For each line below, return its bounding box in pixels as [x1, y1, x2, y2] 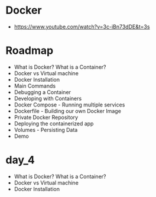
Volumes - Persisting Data [14, 126, 78, 133]
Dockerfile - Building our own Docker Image [14, 107, 122, 114]
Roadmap [5, 44, 54, 57]
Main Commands [14, 82, 56, 89]
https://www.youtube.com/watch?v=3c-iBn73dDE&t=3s [14, 23, 150, 30]
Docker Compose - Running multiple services [14, 101, 125, 108]
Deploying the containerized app [14, 120, 94, 127]
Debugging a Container [14, 88, 71, 95]
